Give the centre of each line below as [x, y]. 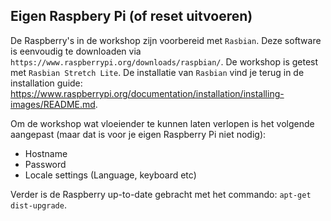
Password [45, 164]
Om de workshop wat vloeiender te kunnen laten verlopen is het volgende [162, 123]
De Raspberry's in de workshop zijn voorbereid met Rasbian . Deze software [166, 40]
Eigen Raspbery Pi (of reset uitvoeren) [131, 16]
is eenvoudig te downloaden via [76, 51]
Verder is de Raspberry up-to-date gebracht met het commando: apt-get [161, 194]
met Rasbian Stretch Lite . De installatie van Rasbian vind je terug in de [157, 72]
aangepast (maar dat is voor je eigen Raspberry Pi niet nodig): [138, 134]
